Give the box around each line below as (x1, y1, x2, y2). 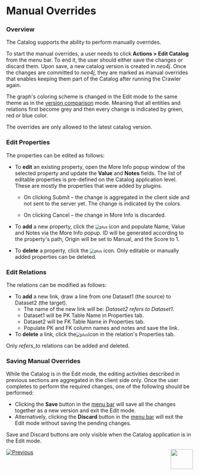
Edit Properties (6, 138, 50, 146)
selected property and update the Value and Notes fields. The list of (14, 169, 182, 176)
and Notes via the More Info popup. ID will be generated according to (14, 229, 184, 236)
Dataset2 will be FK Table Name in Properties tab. (23, 318, 145, 325)
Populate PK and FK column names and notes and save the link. (23, 325, 179, 332)
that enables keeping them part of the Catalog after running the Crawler (6, 75, 181, 82)
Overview (6, 25, 35, 34)
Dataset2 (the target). (14, 299, 68, 306)
